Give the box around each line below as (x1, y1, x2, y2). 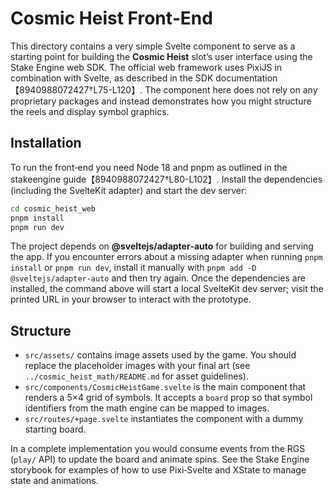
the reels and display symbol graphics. (10, 105, 170, 117)
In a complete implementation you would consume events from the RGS (10, 443, 306, 455)
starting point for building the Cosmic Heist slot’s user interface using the (10, 50, 313, 62)
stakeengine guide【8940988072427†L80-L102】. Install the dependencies (10, 173, 323, 185)
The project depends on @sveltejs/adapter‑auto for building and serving (10, 240, 314, 252)
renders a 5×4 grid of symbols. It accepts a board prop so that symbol (24, 392, 313, 404)
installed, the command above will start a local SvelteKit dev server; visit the (10, 283, 324, 295)
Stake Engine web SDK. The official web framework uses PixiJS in (10, 61, 283, 73)
